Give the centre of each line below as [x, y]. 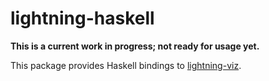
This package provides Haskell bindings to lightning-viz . [126, 65]
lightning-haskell [82, 18]
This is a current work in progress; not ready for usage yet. [135, 46]
